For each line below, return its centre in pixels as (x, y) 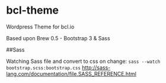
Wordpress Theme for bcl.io (40, 27)
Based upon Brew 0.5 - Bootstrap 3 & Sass (58, 38)
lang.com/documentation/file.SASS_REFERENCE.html (71, 74)
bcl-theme (33, 10)
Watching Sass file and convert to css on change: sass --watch (83, 61)
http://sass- (96, 67)
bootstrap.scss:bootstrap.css (44, 68)
